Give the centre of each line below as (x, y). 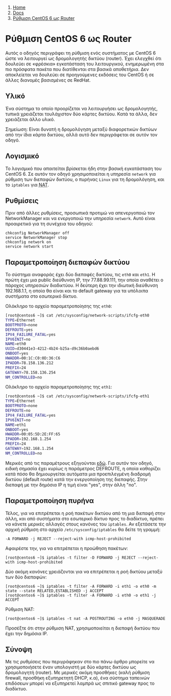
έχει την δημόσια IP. (27, 633)
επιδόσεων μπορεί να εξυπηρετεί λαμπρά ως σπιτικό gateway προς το (80, 683)
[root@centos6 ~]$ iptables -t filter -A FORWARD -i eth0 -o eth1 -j (81, 595)
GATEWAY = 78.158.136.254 (31, 372)
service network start (29, 247)
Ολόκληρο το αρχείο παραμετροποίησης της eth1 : (59, 387)
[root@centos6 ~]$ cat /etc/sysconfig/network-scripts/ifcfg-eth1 (77, 396)
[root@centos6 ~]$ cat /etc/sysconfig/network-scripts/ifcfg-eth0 (77, 316)
